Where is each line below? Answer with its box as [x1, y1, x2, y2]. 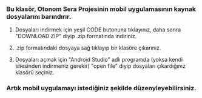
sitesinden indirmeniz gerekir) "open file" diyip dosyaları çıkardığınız [15, 62, 186, 70]
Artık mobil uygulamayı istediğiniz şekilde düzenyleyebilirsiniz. [6, 84, 197, 93]
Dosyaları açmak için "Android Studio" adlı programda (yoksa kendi [15, 56, 183, 64]
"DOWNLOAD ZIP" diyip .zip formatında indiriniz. [15, 33, 137, 40]
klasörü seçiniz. [15, 69, 55, 76]
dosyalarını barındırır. [6, 12, 72, 21]
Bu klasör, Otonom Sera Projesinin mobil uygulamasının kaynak [6, 5, 196, 13]
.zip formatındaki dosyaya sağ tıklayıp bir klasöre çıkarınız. [15, 44, 161, 51]
